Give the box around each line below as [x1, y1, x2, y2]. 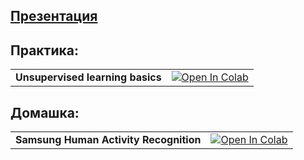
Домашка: [10, 104, 80, 121]
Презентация [10, 8, 98, 25]
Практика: [10, 42, 79, 59]
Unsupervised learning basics [15, 70, 162, 84]
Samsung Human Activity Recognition [15, 133, 202, 147]
